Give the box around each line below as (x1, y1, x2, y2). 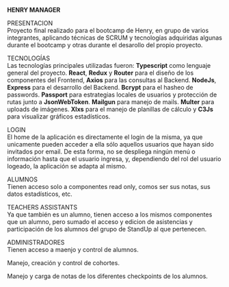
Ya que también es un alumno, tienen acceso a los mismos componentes (7, 210, 213, 219)
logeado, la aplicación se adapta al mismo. (7, 162, 127, 170)
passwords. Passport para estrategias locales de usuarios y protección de (7, 90, 217, 99)
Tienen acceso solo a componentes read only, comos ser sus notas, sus (7, 183, 211, 190)
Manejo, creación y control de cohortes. (7, 259, 120, 266)
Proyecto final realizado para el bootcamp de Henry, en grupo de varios (7, 27, 209, 34)
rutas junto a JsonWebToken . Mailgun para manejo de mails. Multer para (7, 98, 215, 105)
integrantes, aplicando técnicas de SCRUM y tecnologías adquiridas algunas (7, 34, 222, 42)
